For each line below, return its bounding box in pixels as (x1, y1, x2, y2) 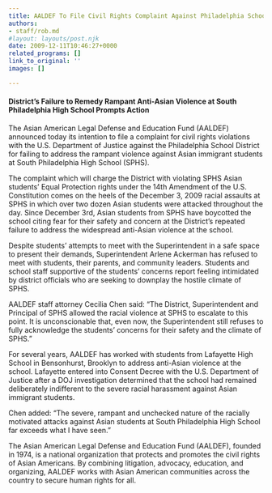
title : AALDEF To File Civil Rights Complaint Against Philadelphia (8, 11, 244, 20)
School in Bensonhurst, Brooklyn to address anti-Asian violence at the (8, 358, 241, 368)
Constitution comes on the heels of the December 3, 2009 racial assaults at (8, 190, 261, 200)
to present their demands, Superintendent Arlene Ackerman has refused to (8, 249, 258, 259)
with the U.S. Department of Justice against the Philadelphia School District (8, 140, 260, 150)
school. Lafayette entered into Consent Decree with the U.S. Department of (8, 366, 259, 376)
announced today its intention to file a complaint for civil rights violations (8, 131, 251, 142)
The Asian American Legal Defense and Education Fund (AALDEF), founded (8, 440, 261, 450)
